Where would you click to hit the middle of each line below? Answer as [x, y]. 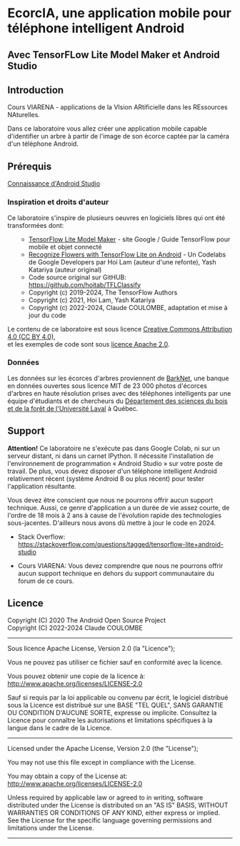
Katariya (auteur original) [65, 269]
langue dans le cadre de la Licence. [60, 728]
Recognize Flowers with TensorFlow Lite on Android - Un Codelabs [127, 254]
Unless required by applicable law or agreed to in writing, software [105, 797]
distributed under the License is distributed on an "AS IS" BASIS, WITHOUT [118, 805]
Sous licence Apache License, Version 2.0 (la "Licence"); [91, 649]
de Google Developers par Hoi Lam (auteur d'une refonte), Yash [122, 262]
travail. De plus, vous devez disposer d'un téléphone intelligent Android [112, 471]
